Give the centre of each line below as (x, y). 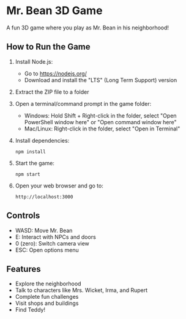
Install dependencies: (42, 140)
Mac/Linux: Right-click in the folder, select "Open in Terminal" (102, 129)
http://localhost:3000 (44, 197)
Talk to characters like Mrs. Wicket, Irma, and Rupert (81, 290)
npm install (30, 152)
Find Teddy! (30, 310)
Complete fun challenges (47, 297)
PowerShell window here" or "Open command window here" (101, 122)
